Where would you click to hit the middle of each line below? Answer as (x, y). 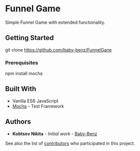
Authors (18, 122)
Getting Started (30, 38)
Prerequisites (22, 62)
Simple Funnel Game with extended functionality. (55, 22)
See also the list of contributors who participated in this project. (70, 143)
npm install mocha (24, 74)
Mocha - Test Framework (38, 106)
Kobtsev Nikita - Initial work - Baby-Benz (55, 134)
